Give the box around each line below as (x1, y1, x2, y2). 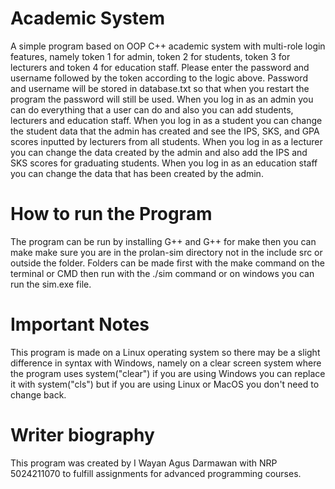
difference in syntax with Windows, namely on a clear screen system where (10, 357, 322, 369)
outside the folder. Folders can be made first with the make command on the (10, 257, 325, 269)
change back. (10, 388, 67, 401)
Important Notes (10, 313, 150, 336)
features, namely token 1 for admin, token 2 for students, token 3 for (10, 50, 291, 62)
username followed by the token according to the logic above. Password (10, 72, 308, 84)
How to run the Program (10, 203, 213, 226)
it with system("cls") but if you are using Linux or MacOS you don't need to (10, 378, 320, 390)
